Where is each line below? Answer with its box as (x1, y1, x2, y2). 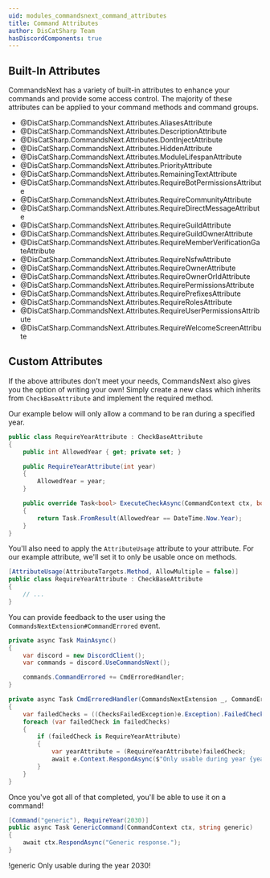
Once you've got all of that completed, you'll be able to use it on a (8, 792, 227, 802)
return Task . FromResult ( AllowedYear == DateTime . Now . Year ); (37, 514, 243, 523)
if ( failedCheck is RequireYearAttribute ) (37, 732, 182, 741)
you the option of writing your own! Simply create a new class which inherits (8, 384, 261, 394)
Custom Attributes (8, 355, 103, 368)
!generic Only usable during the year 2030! (8, 860, 151, 870)
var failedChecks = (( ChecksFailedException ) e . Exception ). (22, 710, 225, 718)
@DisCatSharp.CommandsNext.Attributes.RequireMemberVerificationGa (19, 238, 260, 248)
